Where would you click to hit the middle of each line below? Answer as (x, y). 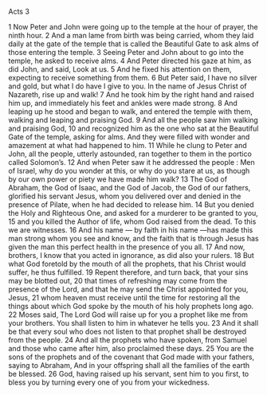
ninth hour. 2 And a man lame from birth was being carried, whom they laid (131, 35)
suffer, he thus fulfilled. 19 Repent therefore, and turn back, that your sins (128, 272)
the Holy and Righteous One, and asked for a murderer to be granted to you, (133, 213)
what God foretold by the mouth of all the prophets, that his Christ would (127, 264)
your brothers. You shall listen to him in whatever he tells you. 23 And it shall (133, 323)
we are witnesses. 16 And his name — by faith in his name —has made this (131, 230)
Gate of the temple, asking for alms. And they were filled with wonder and (129, 137)
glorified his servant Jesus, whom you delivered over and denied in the (125, 196)
